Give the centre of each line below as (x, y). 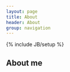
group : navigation (28, 28)
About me (24, 63)
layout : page (22, 11)
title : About (22, 17)
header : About (23, 22)
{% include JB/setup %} (35, 44)
